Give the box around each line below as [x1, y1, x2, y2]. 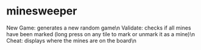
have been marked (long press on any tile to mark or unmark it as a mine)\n [6, 30, 196, 37]
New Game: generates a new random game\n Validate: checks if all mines [6, 24, 191, 31]
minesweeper [6, 4, 77, 18]
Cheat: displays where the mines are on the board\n [6, 37, 137, 44]
